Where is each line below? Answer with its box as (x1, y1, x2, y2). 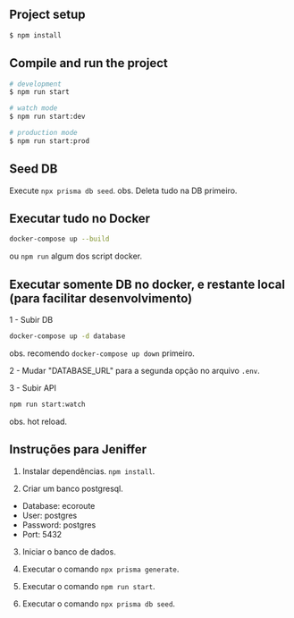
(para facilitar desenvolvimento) (9, 291, 193, 306)
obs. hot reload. (9, 416, 68, 427)
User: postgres (21, 510, 78, 521)
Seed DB (9, 161, 58, 177)
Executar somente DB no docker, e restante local (9, 276, 286, 292)
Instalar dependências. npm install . (21, 465, 155, 477)
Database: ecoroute (21, 500, 96, 511)
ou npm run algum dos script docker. (9, 250, 143, 262)
